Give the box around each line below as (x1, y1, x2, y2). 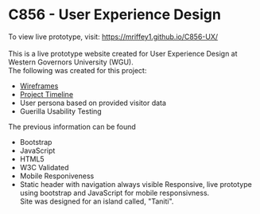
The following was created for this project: (8, 65, 147, 75)
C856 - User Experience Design (8, 6, 221, 24)
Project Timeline (19, 89, 74, 99)
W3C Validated (19, 162, 69, 172)
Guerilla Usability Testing (19, 106, 102, 116)
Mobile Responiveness (19, 171, 95, 181)
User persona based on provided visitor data (19, 98, 167, 107)
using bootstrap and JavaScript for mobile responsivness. (19, 188, 210, 197)
